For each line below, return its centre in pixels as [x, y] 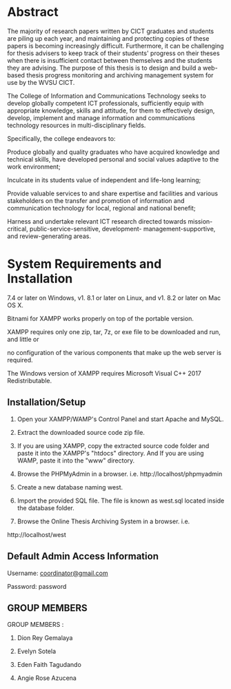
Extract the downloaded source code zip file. [81, 432]
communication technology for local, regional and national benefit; [101, 208]
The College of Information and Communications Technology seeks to [107, 96]
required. [20, 360]
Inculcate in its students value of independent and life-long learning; [104, 179]
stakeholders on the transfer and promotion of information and [96, 200]
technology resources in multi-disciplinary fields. [77, 125]
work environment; [34, 166]
